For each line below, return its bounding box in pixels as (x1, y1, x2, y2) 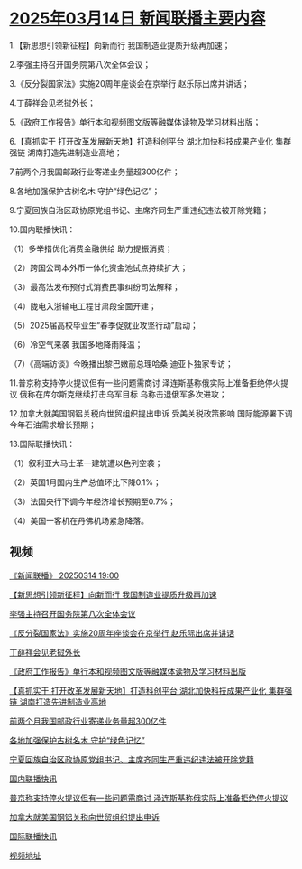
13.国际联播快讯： (9, 438, 76, 449)
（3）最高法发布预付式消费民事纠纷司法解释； (9, 281, 180, 292)
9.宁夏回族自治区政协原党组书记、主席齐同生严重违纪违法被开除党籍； (9, 204, 270, 215)
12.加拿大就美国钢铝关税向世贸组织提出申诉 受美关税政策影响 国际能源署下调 (9, 407, 293, 418)
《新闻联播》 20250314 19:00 (9, 570, 120, 581)
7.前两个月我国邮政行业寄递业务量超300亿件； (9, 166, 180, 177)
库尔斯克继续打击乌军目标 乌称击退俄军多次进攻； (42, 388, 227, 399)
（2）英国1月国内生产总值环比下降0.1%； (9, 476, 161, 488)
